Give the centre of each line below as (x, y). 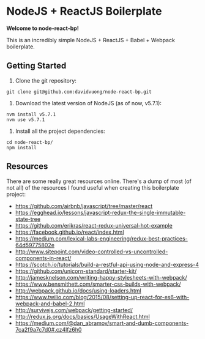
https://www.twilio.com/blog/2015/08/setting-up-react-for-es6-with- (102, 297)
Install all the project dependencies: (60, 131)
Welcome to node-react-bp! (43, 28)
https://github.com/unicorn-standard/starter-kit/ (76, 271)
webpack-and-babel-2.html (50, 304)
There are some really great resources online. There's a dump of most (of (99, 181)
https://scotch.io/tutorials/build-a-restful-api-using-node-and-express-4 (107, 264)
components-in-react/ (43, 258)
